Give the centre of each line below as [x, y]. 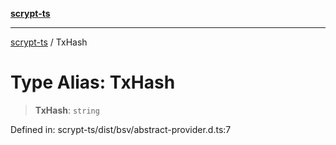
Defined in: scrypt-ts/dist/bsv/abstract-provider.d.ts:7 [121, 129]
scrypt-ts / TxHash [49, 42]
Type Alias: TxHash [93, 82]
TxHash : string [67, 110]
